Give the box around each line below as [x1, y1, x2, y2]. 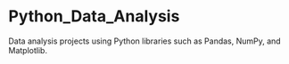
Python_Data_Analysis [8, 6, 180, 27]
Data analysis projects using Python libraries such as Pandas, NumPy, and [8, 36, 282, 46]
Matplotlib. [8, 44, 48, 55]
